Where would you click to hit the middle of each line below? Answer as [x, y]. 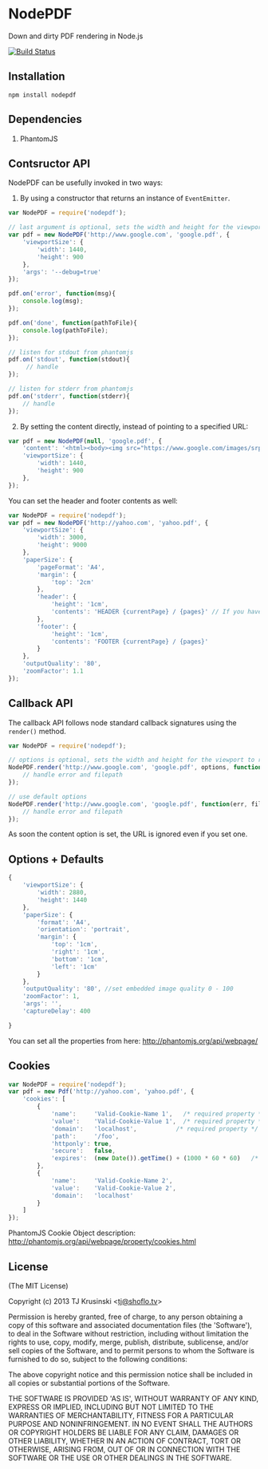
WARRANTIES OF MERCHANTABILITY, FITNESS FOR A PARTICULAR [121, 1416]
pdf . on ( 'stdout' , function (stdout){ [69, 360]
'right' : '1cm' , [78, 952]
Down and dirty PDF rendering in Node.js [76, 36]
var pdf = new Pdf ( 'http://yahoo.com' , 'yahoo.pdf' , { [101, 1092]
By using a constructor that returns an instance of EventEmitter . [125, 198]
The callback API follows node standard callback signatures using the [122, 722]
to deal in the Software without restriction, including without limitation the [128, 1334]
